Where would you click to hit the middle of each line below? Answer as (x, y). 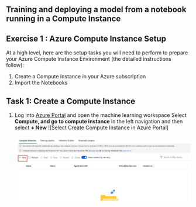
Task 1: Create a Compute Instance (71, 101)
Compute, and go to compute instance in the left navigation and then (99, 122)
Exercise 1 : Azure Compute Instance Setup (86, 38)
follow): (15, 65)
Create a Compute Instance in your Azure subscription (80, 77)
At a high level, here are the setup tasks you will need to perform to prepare (97, 53)
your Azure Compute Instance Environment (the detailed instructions (89, 59)
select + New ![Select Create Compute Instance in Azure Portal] (91, 127)
